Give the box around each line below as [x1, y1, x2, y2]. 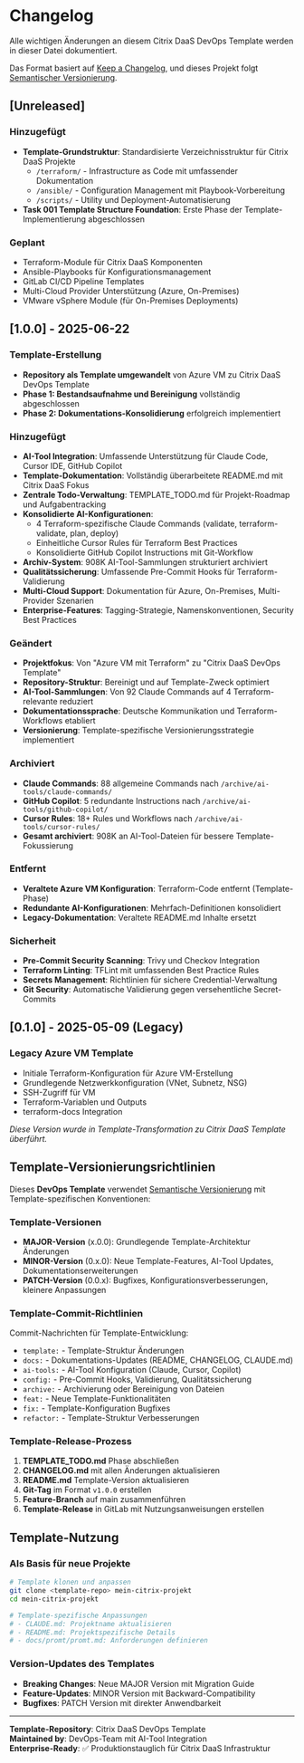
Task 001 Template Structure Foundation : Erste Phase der [22, 204, 242, 215]
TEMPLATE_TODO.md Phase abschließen [22, 1455, 179, 1467]
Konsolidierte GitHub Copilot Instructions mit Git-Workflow [35, 547, 253, 558]
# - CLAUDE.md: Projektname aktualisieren [9, 1619, 172, 1628]
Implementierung [22, 214, 87, 225]
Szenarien [56, 595, 95, 606]
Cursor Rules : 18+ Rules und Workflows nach [22, 812, 193, 824]
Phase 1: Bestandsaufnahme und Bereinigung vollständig [22, 388, 241, 399]
